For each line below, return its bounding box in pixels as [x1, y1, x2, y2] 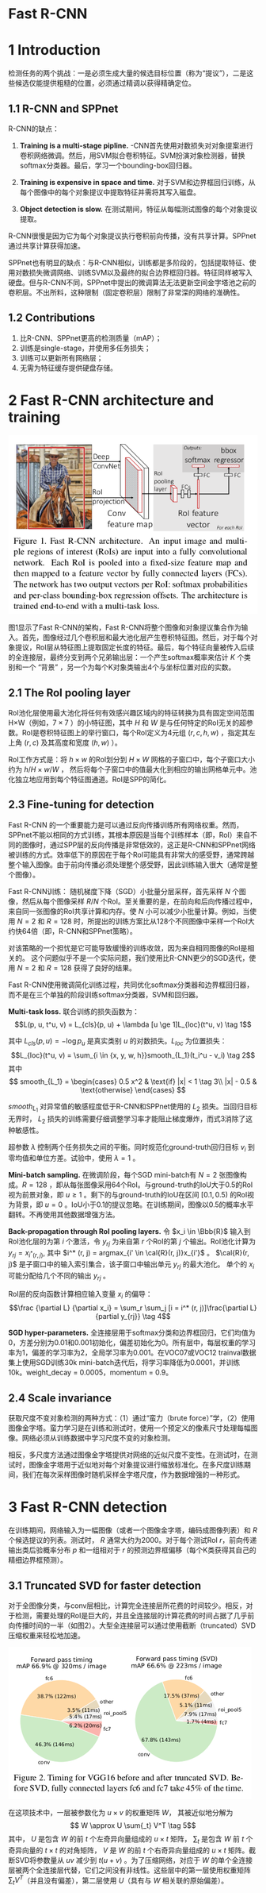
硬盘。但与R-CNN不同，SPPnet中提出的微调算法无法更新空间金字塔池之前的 [8, 277, 256, 287]
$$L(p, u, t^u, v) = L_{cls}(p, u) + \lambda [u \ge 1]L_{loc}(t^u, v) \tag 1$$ [14, 1020, 252, 1029]
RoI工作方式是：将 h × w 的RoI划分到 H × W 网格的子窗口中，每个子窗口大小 [8, 755, 256, 765]
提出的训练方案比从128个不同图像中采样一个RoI [93, 916, 248, 926]
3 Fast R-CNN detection [8, 1498, 168, 1517]
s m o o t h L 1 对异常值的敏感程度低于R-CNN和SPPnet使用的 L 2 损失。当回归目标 [8, 1101, 258, 1114]
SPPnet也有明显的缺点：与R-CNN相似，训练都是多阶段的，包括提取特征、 [8, 257, 249, 267]
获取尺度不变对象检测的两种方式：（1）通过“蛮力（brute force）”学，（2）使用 [8, 1413, 256, 1423]
